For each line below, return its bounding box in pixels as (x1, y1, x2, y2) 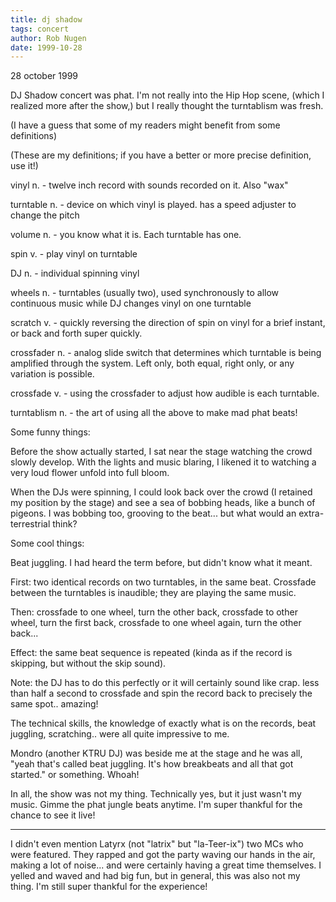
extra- (298, 507, 325, 520)
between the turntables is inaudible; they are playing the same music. (10, 587, 297, 599)
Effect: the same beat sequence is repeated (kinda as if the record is (10, 647, 293, 659)
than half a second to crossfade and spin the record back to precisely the (10, 687, 313, 700)
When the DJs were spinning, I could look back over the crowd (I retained (10, 486, 313, 498)
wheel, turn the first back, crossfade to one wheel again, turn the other (10, 617, 302, 629)
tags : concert (10, 24, 70, 34)
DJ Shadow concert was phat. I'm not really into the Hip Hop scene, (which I (10, 89, 325, 101)
